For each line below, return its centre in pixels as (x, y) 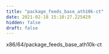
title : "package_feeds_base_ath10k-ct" (55, 11)
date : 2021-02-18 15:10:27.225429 (49, 17)
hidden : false (24, 22)
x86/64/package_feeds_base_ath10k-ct (54, 45)
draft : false (22, 28)
